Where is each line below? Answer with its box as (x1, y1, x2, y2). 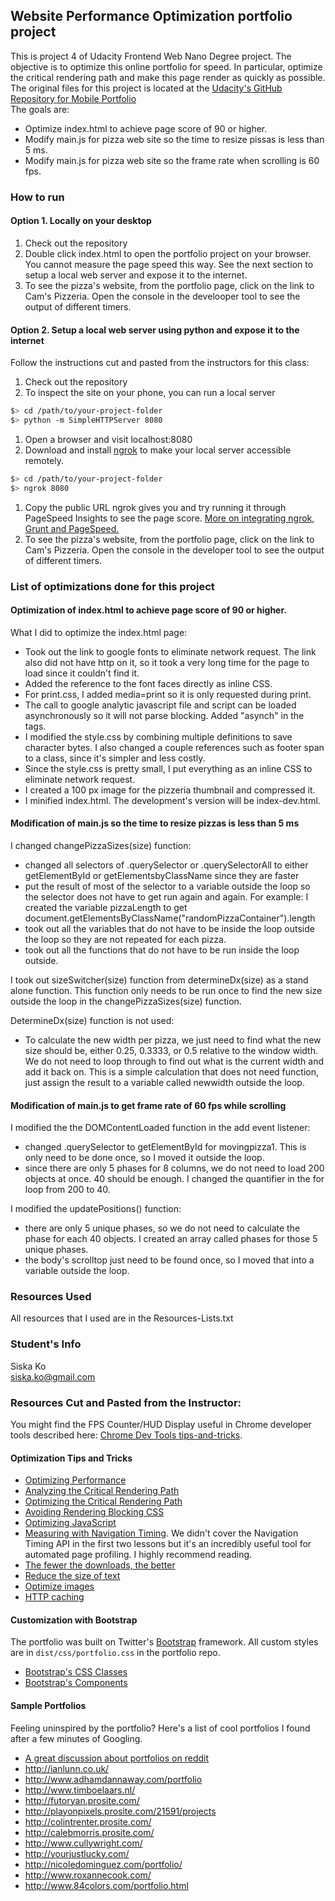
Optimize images (24, 1580, 95, 1593)
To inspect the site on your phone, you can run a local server (24, 387, 276, 399)
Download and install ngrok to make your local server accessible (24, 444, 292, 456)
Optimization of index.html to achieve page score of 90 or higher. (10, 604, 287, 616)
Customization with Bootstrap (10, 1614, 138, 1626)
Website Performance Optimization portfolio (10, 8, 293, 25)
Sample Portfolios (10, 1700, 87, 1712)
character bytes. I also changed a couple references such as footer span (24, 741, 325, 753)
